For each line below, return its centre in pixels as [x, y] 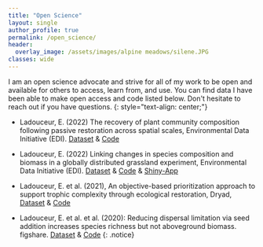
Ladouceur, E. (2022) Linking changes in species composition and [126, 153]
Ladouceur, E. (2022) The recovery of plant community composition [130, 122]
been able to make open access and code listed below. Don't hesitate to [124, 98]
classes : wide [31, 60]
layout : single [33, 23]
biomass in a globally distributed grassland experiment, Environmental [133, 162]
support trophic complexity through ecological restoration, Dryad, [126, 194]
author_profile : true [44, 30]
